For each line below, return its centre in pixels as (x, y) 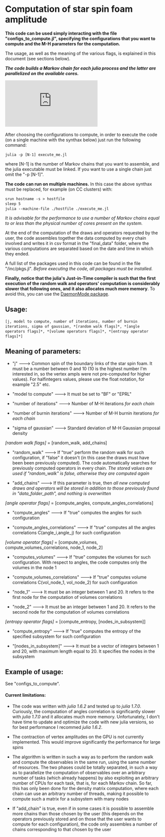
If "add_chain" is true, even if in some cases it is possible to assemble (83, 808)
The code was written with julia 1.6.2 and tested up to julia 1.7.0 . (77, 706)
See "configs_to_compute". (33, 684)
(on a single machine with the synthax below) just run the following (73, 140)
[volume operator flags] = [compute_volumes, (52, 542)
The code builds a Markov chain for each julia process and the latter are (81, 68)
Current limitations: (25, 695)
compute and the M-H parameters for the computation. (63, 43)
